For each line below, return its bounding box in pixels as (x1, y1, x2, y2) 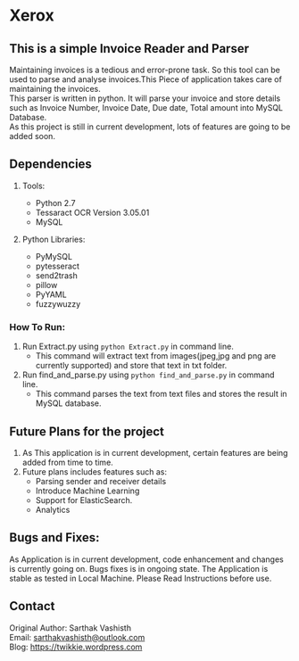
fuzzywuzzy (35, 298, 81, 309)
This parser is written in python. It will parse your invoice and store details (9, 93, 281, 103)
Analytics (35, 504, 71, 515)
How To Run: (9, 320, 65, 333)
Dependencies (9, 157, 92, 172)
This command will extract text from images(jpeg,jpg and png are (35, 351, 277, 361)
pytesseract (35, 260, 80, 271)
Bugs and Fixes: (9, 530, 100, 545)
